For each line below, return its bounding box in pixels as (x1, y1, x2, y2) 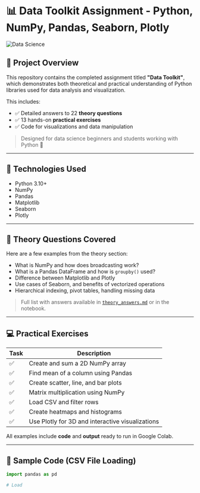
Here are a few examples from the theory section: (6, 250, 128, 258)
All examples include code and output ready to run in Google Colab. (6, 433, 174, 440)
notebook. (20, 305, 46, 312)
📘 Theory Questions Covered (6, 234, 116, 244)
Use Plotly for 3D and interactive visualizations (29, 417, 160, 426)
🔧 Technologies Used (6, 164, 86, 174)
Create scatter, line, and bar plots (29, 379, 122, 387)
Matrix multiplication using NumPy (29, 388, 125, 396)
